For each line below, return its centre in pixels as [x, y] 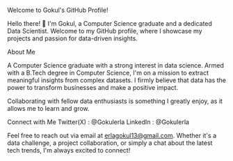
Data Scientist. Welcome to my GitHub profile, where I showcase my [105, 31]
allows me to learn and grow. [48, 108]
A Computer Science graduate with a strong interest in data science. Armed [116, 65]
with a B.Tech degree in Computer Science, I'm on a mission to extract [108, 73]
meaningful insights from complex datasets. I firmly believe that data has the [116, 80]
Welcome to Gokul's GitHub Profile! [58, 10]
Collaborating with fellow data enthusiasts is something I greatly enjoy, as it [115, 101]
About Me [22, 52]
